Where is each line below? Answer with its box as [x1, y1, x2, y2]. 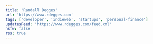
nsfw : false [5, 26, 30, 31]
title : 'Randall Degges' [5, 7, 58, 13]
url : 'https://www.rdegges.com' [5, 12, 73, 17]
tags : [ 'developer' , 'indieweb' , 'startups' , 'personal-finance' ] [5, 17, 148, 22]
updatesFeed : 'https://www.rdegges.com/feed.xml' [5, 21, 112, 27]
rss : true [5, 31, 26, 36]
